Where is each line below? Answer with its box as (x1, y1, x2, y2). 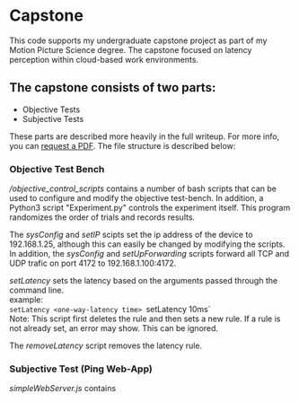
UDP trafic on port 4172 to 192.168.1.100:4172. (9, 258, 177, 269)
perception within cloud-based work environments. (9, 54, 199, 65)
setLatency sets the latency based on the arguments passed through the (9, 275, 278, 286)
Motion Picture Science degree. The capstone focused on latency (9, 44, 252, 55)
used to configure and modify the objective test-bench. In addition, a (9, 193, 264, 204)
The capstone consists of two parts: (9, 80, 216, 95)
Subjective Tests (22, 113, 84, 124)
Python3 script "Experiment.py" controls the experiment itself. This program (9, 203, 291, 214)
